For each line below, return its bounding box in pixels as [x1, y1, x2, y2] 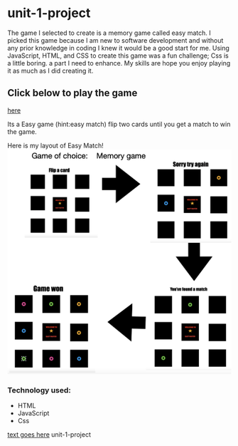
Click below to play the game [7, 87, 138, 99]
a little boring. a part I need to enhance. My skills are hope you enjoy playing [7, 58, 231, 67]
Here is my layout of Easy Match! [7, 141, 104, 150]
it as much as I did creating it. [7, 66, 94, 75]
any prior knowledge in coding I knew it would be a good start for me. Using [7, 43, 229, 52]
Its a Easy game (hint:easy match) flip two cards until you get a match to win [7, 120, 231, 128]
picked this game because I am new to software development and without [7, 36, 224, 44]
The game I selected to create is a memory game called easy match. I [7, 28, 211, 37]
